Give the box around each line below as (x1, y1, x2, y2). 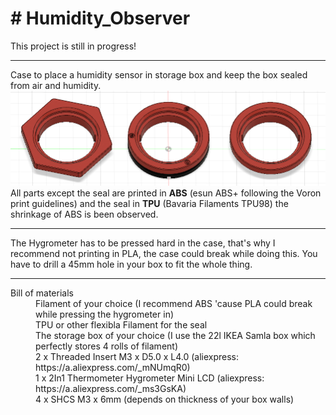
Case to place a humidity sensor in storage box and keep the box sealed (10, 68, 308, 81)
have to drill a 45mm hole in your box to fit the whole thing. (10, 258, 253, 271)
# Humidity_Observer (10, 7, 191, 30)
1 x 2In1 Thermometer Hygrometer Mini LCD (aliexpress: (35, 372, 265, 384)
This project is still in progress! (10, 40, 137, 52)
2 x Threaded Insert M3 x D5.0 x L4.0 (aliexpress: (35, 351, 240, 363)
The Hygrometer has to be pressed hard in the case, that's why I (10, 237, 276, 249)
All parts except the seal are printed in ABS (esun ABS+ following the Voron (10, 187, 322, 199)
